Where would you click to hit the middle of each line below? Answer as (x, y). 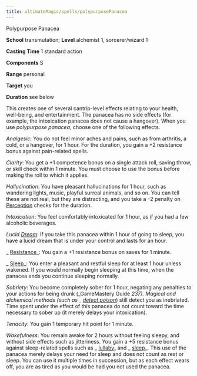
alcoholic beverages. (31, 223)
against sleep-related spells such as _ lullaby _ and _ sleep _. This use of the (96, 348)
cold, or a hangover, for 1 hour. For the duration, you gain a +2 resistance (94, 144)
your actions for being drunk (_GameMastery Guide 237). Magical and (91, 293)
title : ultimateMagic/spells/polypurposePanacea (67, 11)
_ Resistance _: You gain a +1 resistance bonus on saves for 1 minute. (89, 252)
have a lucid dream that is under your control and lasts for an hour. (87, 240)
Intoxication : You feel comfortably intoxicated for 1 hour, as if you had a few (98, 216)
